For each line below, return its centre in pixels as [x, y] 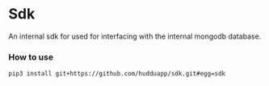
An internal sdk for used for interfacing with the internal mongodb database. [135, 36]
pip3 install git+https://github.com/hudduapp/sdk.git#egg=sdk [117, 74]
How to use [31, 57]
